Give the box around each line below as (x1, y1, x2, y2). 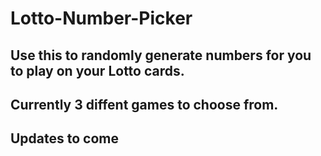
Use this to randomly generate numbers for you (10, 47, 312, 64)
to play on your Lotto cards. (10, 62, 185, 79)
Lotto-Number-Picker (10, 7, 193, 30)
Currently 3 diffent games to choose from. (10, 96, 279, 113)
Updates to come (10, 130, 120, 147)
